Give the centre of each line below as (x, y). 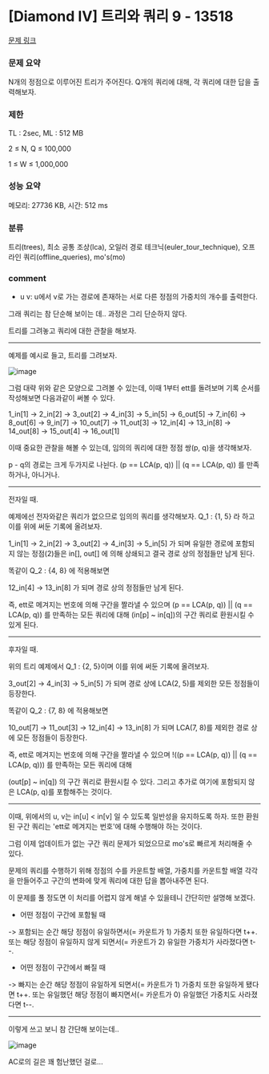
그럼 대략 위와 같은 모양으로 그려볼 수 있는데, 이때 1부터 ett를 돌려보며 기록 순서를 (134, 388)
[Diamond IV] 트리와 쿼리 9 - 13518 (121, 16)
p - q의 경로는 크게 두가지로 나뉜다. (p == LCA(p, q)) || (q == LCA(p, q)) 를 (126, 465)
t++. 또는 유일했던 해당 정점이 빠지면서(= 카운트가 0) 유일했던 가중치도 (126, 995)
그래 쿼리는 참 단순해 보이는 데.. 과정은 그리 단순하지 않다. (98, 314)
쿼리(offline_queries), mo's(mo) (74, 257)
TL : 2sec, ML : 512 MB (46, 132)
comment (27, 279)
